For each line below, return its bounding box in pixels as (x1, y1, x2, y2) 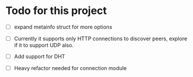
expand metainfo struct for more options (14, 23, 112, 30)
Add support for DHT (14, 53, 65, 60)
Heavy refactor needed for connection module (14, 65, 127, 72)
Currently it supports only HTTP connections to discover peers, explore (14, 35, 188, 42)
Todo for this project (5, 4, 107, 17)
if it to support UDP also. (14, 42, 74, 49)
